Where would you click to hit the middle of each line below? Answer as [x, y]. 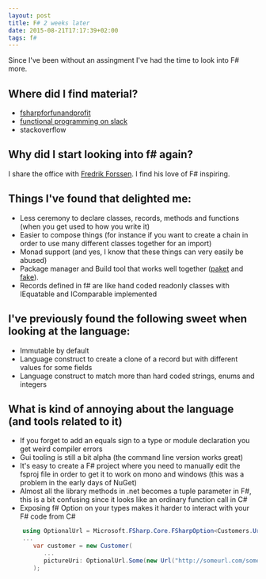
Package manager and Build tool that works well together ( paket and [131, 268]
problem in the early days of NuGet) [78, 483]
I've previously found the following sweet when [128, 319]
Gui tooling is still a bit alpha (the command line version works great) [131, 457]
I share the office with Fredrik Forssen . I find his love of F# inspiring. [119, 174]
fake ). [29, 277]
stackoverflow [43, 130]
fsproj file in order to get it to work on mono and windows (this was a [132, 474]
